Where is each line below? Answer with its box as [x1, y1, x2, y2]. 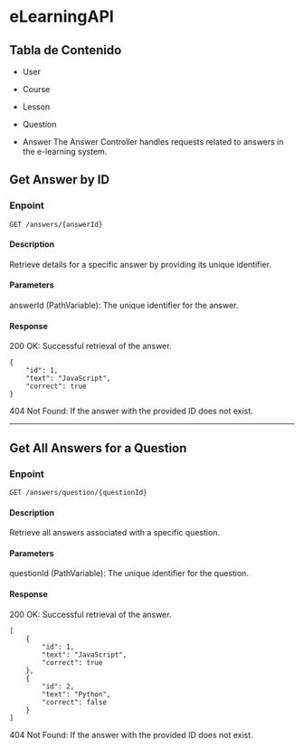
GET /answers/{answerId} [9, 220, 103, 229]
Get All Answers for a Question [9, 441, 187, 456]
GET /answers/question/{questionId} [9, 488, 147, 497]
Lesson [22, 101, 51, 112]
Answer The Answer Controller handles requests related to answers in [22, 137, 284, 147]
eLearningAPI [9, 6, 115, 27]
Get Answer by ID [9, 172, 110, 187]
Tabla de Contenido [9, 43, 122, 58]
